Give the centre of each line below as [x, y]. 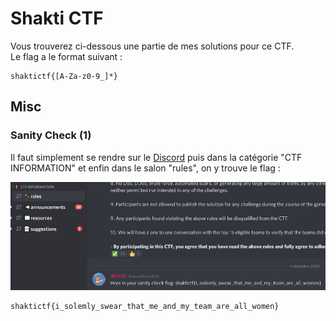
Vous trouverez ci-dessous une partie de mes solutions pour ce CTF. [152, 46]
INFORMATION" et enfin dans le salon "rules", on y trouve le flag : [145, 168]
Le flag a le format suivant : [66, 56]
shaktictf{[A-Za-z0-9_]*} [64, 76]
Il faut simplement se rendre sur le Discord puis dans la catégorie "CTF [156, 157]
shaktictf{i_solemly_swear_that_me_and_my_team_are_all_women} [145, 307]
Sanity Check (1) [51, 135]
